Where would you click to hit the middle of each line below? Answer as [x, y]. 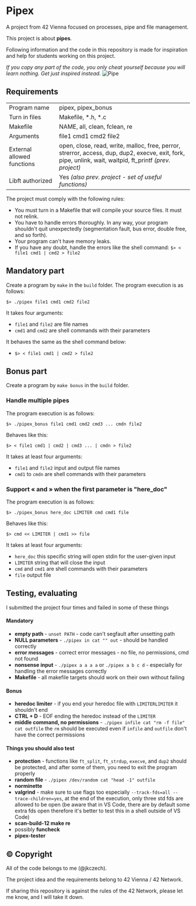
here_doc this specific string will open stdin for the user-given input [95, 556]
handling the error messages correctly [60, 671]
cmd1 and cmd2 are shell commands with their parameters [82, 330]
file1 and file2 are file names [51, 324]
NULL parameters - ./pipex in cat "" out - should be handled [91, 640]
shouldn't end [31, 710]
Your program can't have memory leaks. [63, 241]
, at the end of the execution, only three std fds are [123, 798]
